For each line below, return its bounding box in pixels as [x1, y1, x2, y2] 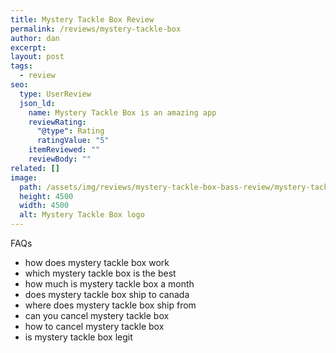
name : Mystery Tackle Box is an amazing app [28, 107, 217, 118]
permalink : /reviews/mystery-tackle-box [10, 24, 182, 34]
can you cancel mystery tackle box [24, 310, 170, 321]
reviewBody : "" [28, 154, 92, 164]
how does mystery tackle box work [24, 257, 170, 268]
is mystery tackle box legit [24, 331, 133, 343]
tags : [10, 61, 33, 71]
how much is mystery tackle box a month [24, 278, 195, 290]
